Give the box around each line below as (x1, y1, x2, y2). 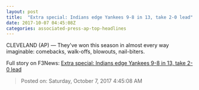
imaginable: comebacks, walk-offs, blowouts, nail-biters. (6, 48, 145, 55)
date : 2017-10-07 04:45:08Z (6, 20, 76, 26)
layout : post (6, 8, 39, 15)
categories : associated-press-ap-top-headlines (6, 25, 127, 32)
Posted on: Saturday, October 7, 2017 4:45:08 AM (20, 77, 143, 85)
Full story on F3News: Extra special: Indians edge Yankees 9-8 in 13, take (6, 60, 186, 67)
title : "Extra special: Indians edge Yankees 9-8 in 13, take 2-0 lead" (6, 14, 194, 20)
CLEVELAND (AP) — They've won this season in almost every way (6, 42, 169, 49)
